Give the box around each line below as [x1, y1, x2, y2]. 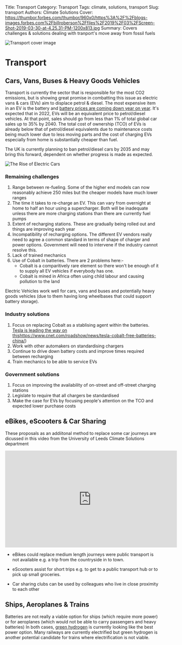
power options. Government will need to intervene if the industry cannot [12, 242, 158, 248]
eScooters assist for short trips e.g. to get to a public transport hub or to [12, 566, 158, 572]
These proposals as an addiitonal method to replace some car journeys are [5, 430, 156, 436]
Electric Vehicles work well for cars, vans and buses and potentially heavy [5, 288, 155, 294]
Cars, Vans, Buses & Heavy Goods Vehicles [5, 76, 140, 85]
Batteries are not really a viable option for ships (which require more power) [5, 614, 158, 619]
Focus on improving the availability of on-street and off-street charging [12, 382, 156, 388]
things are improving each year [12, 226, 76, 232]
